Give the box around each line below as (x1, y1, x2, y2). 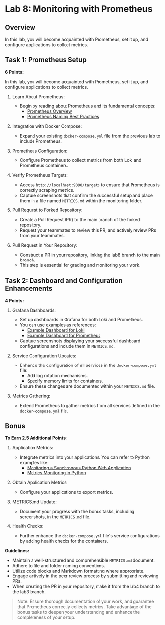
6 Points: (5, 69, 24, 75)
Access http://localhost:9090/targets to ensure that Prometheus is (19, 182, 160, 188)
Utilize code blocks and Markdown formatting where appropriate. (12, 568, 145, 574)
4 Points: (5, 297, 24, 303)
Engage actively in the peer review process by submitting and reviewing (12, 573, 159, 579)
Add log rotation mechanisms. (27, 372, 88, 378)
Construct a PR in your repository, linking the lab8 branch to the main (19, 252, 160, 258)
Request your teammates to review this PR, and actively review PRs (19, 227, 156, 233)
